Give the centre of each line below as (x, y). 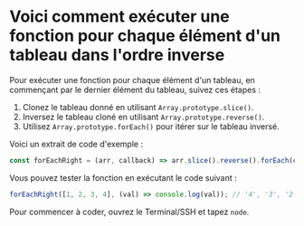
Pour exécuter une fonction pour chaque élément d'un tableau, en (132, 80)
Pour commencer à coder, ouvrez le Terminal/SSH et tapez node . (129, 212)
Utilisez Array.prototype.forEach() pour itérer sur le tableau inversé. (151, 126)
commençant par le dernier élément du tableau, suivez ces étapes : (135, 89)
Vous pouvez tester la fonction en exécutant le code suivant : (123, 177)
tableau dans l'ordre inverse (117, 55)
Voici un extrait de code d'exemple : (76, 144)
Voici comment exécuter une (120, 17)
